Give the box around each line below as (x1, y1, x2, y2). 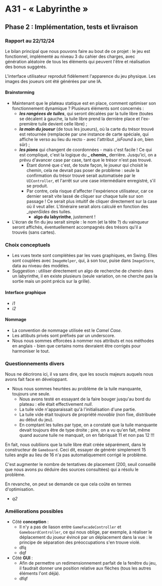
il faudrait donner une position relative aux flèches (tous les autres (19, 565, 151, 571)
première (19, 121, 38, 127)
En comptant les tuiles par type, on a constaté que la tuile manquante (19, 422, 158, 428)
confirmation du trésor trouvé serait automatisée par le (26, 172, 136, 178)
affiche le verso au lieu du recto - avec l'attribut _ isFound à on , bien (19, 137, 154, 142)
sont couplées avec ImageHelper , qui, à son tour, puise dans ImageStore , (12, 258, 155, 263)
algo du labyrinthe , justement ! (33, 214, 96, 220)
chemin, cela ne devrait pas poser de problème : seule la (26, 168, 140, 173)
